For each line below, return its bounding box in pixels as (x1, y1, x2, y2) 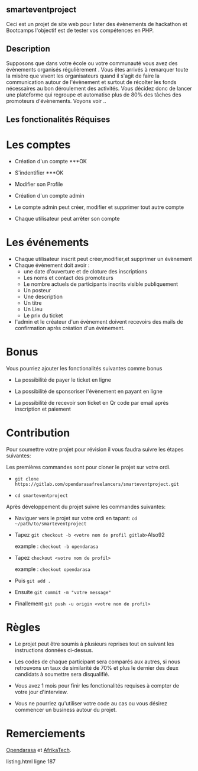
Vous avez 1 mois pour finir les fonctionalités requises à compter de (14, 682, 179, 689)
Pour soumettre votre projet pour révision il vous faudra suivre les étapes (6, 446, 184, 453)
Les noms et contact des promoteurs (23, 274, 113, 281)
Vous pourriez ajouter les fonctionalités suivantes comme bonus (6, 364, 163, 372)
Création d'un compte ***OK (14, 157, 87, 164)
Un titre (23, 299, 42, 307)
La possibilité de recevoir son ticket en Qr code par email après (14, 399, 169, 406)
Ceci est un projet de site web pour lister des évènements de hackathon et (6, 20, 187, 27)
